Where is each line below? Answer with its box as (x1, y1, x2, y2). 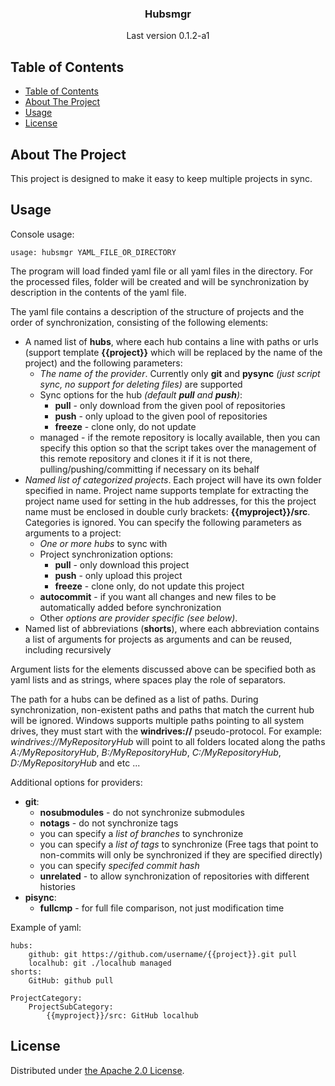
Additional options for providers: (10, 776, 143, 788)
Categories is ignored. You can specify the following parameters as (24, 516, 302, 528)
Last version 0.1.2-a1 (126, 30, 210, 42)
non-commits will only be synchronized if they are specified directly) (39, 848, 323, 861)
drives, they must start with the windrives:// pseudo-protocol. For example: (10, 725, 323, 737)
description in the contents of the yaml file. (10, 286, 187, 298)
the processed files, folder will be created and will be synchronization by (10, 275, 310, 287)
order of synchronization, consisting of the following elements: (10, 316, 269, 328)
